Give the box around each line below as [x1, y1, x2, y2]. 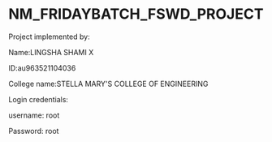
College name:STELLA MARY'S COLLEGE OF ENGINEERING [8, 79, 209, 88]
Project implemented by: [8, 32, 91, 41]
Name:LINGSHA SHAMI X [8, 47, 94, 57]
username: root [8, 110, 60, 120]
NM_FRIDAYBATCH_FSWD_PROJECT [8, 5, 264, 24]
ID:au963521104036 [8, 62, 76, 73]
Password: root [8, 126, 59, 136]
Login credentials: [8, 94, 69, 104]
